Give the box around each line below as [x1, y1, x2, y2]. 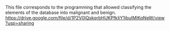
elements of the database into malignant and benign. [5, 9, 116, 15]
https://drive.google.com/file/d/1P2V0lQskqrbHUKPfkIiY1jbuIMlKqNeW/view [5, 15, 165, 20]
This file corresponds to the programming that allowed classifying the [5, 4, 152, 10]
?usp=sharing [5, 20, 34, 26]
